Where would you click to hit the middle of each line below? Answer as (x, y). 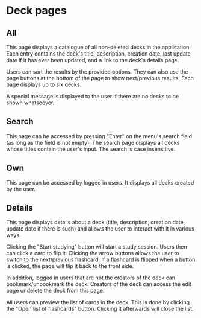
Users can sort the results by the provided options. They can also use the (97, 72)
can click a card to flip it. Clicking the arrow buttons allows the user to (93, 253)
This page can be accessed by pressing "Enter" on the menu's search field (99, 136)
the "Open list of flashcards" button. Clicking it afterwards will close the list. (100, 309)
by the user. (21, 189)
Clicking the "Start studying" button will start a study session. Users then (97, 247)
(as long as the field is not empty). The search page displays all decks (93, 142)
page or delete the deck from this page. (55, 291)
